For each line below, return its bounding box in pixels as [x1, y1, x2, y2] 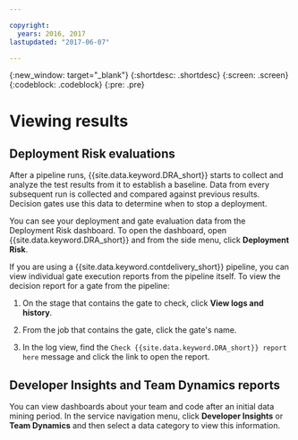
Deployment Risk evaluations [9, 146, 176, 161]
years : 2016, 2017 [17, 29, 87, 38]
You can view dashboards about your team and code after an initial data [9, 402, 275, 412]
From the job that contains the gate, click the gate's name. [21, 325, 237, 335]
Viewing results [9, 111, 129, 131]
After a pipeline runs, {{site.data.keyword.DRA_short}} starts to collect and [9, 170, 284, 181]
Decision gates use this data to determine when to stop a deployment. [9, 199, 268, 209]
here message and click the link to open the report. [21, 351, 210, 362]
